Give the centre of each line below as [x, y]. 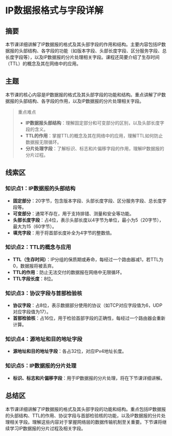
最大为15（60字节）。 [35, 226]
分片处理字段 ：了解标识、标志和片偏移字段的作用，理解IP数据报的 [95, 148]
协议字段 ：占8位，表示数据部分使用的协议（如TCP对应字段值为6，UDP [88, 305]
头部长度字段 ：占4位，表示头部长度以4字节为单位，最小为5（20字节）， [88, 220]
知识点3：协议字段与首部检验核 [44, 293]
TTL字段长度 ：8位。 [34, 279]
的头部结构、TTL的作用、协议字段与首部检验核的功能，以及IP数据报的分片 [83, 415]
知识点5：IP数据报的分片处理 [41, 366]
